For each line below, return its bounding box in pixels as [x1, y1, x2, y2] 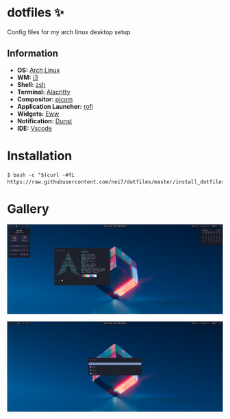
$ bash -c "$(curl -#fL [7, 171, 75, 179]
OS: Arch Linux [16, 66, 60, 74]
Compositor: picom [16, 94, 73, 103]
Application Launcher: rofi [16, 102, 94, 110]
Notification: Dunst [16, 116, 73, 125]
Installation [7, 148, 73, 164]
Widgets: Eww [16, 110, 60, 118]
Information [7, 48, 59, 60]
